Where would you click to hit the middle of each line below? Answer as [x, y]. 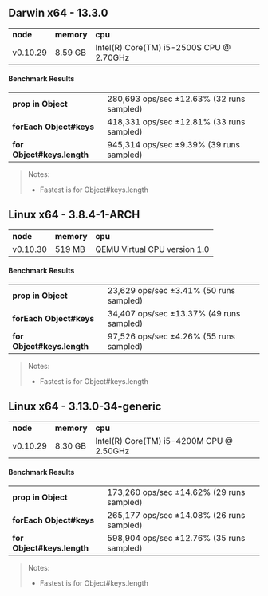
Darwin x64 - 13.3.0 [58, 13]
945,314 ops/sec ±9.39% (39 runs [174, 145]
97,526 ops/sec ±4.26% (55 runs [171, 336]
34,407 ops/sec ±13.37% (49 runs [174, 314]
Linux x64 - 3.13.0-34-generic [85, 407]
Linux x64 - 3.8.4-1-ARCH [74, 215]
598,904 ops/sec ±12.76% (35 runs [176, 539]
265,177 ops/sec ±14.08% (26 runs [176, 516]
